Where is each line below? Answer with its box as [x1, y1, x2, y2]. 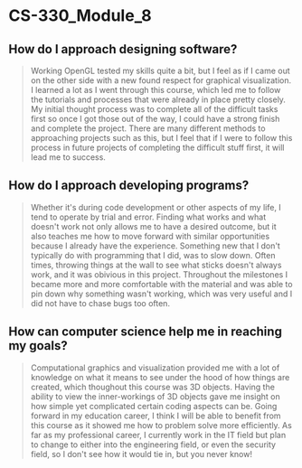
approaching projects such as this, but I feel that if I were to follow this [30, 133, 293, 143]
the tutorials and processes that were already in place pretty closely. [30, 94, 287, 105]
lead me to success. [30, 152, 106, 163]
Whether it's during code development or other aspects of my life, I [30, 201, 281, 212]
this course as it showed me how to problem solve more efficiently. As [30, 419, 293, 430]
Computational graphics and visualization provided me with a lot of [30, 362, 280, 373]
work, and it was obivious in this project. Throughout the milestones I [30, 268, 288, 280]
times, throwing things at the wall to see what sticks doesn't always [30, 259, 282, 270]
